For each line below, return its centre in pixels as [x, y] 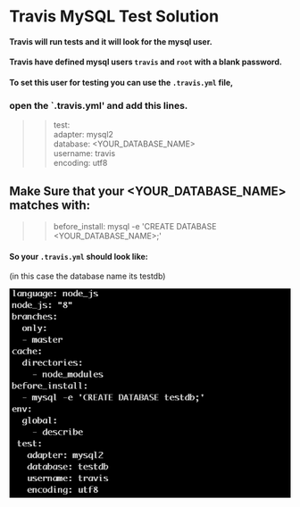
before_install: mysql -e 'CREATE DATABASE [135, 227]
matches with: [50, 205]
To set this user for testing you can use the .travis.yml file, [121, 82]
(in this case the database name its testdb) [87, 276]
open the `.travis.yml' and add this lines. [99, 105]
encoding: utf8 [80, 163]
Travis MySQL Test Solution [114, 17]
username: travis [84, 154]
